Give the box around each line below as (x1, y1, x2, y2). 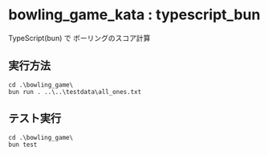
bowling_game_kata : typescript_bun (8, 6, 261, 24)
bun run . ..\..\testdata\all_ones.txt (8, 88, 142, 96)
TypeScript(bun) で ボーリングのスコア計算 (8, 33, 151, 43)
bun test (8, 141, 38, 149)
